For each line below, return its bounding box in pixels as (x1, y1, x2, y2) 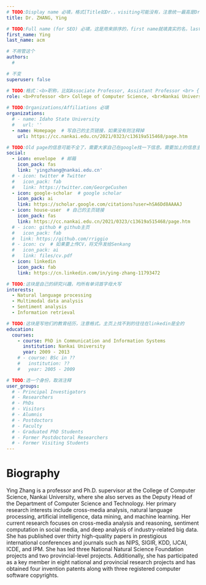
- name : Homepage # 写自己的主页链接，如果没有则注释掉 (12, 127, 145, 134)
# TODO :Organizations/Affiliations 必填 (6, 105, 109, 111)
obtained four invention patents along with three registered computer (6, 565, 181, 573)
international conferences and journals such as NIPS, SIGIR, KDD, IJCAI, (6, 539, 188, 546)
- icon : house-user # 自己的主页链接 (12, 207, 105, 214)
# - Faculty (12, 423, 43, 429)
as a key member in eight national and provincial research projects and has (6, 559, 196, 566)
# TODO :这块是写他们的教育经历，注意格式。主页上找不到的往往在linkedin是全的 (6, 320, 185, 327)
